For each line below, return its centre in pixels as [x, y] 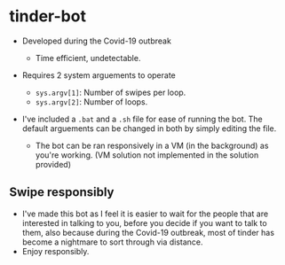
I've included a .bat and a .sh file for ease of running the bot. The [142, 119]
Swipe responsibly [62, 192]
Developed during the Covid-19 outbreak [96, 41]
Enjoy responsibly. [55, 251]
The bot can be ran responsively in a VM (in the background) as [152, 145]
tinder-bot [48, 16]
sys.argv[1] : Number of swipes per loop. [111, 92]
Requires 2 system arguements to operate [99, 75]
